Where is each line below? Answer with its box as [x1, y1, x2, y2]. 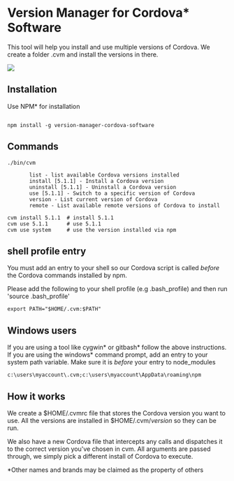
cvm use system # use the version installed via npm [7, 226, 177, 233]
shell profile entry [7, 245, 87, 257]
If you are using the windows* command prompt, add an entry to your [7, 350, 208, 359]
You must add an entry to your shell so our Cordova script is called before [7, 264, 220, 272]
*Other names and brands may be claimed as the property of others [7, 466, 204, 474]
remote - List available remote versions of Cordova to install [29, 202, 220, 209]
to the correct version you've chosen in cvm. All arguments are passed [7, 445, 211, 453]
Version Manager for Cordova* [7, 5, 190, 21]
